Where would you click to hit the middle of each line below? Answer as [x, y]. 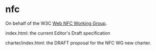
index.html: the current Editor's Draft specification [58, 33]
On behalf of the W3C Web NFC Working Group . [56, 23]
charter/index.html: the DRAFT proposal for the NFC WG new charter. [78, 43]
